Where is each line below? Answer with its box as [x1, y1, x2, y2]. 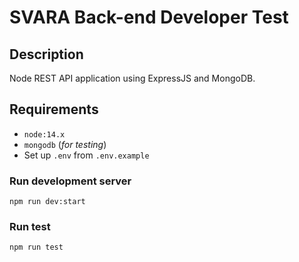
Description [9, 46, 84, 63]
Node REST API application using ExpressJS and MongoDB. [9, 72, 256, 84]
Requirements [9, 101, 99, 118]
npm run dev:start [9, 197, 86, 207]
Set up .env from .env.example [23, 149, 150, 161]
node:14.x [23, 129, 66, 140]
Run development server [9, 174, 132, 188]
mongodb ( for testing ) [23, 138, 107, 150]
